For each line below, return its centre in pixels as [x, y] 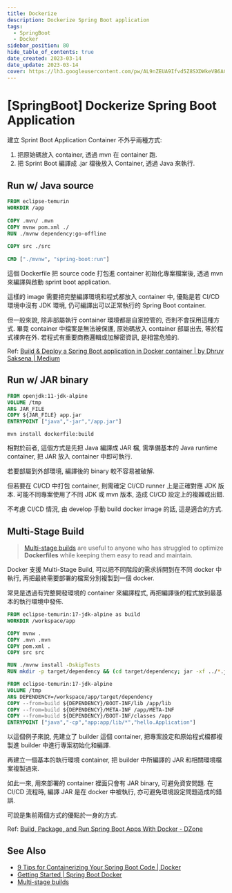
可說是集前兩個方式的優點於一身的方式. [63, 815]
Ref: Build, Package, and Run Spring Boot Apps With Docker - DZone [105, 829]
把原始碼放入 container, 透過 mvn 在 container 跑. [87, 155]
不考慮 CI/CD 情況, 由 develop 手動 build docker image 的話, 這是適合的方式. [115, 509]
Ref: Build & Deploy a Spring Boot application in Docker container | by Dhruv [116, 351]
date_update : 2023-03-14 [43, 65]
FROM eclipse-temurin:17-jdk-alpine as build [74, 615]
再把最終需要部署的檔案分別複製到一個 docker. [88, 578]
